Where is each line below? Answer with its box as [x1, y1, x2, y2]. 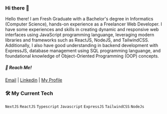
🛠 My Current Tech [5, 90, 53, 97]
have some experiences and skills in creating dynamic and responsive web [5, 26, 159, 32]
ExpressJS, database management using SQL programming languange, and [5, 47, 161, 54]
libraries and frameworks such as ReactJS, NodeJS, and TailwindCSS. [5, 37, 150, 43]
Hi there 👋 [5, 4, 30, 11]
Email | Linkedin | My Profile [5, 77, 62, 83]
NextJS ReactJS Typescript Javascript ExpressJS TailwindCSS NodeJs [5, 104, 145, 109]
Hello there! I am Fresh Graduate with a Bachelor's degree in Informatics [5, 16, 154, 22]
